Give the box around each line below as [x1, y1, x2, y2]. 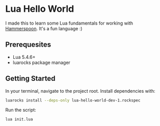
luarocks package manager [12, 59, 71, 66]
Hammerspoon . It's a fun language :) [5, 25, 83, 31]
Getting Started [5, 74, 56, 83]
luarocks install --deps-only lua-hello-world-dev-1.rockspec [5, 98, 141, 103]
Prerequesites [5, 40, 51, 49]
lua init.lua [5, 117, 33, 122]
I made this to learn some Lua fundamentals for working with [5, 20, 133, 26]
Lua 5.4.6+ [12, 54, 36, 60]
